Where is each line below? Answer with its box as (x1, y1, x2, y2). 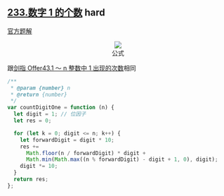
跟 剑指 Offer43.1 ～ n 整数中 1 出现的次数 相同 (7, 63, 137, 72)
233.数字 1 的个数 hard (7, 6, 105, 19)
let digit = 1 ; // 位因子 (13, 111, 86, 118)
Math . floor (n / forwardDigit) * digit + (25, 149, 146, 157)
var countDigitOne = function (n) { (7, 104, 114, 111)
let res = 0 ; (13, 117, 52, 125)
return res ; (13, 176, 49, 183)
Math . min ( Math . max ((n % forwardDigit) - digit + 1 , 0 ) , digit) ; (25, 156, 218, 164)
